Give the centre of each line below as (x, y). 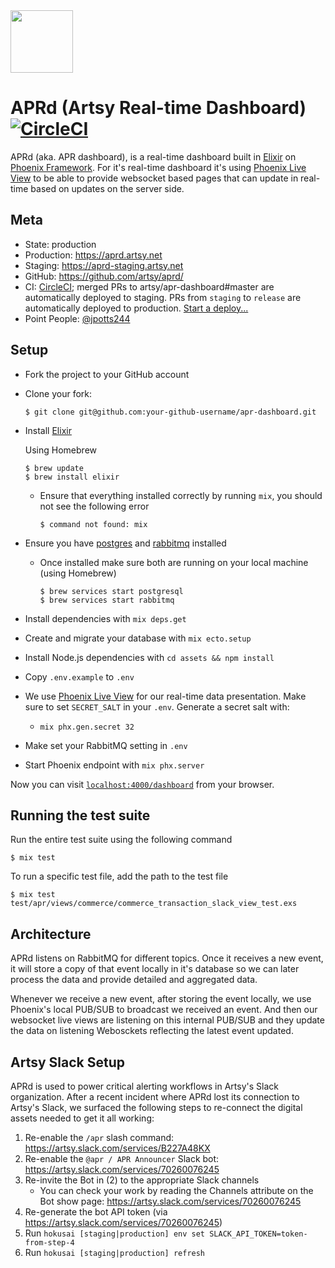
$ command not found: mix (93, 524)
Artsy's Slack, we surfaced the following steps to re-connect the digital (156, 1107)
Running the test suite (80, 815)
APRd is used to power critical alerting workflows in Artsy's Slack (144, 1086)
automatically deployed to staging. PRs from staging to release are (163, 297)
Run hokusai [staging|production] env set (115, 1233)
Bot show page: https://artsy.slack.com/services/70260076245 (170, 1201)
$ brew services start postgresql (111, 591)
